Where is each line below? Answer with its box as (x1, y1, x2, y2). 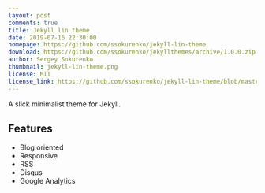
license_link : (8, 77, 55, 85)
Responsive (19, 151, 58, 161)
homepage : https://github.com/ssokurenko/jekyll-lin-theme (8, 41, 207, 49)
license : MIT (8, 70, 51, 78)
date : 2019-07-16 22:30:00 (8, 33, 97, 42)
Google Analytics (19, 176, 76, 186)
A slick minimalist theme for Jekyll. (8, 99, 121, 109)
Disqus (19, 168, 43, 177)
